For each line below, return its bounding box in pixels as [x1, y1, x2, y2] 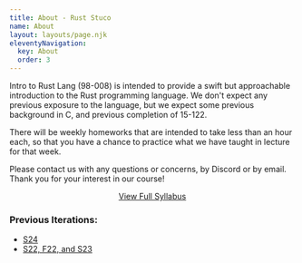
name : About [9, 22, 54, 31]
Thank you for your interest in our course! [9, 173, 165, 184]
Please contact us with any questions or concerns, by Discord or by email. [9, 164, 287, 174]
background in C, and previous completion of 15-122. [9, 110, 208, 120]
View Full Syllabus [118, 191, 187, 201]
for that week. [9, 146, 62, 157]
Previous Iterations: [9, 213, 98, 226]
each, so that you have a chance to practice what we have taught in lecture [9, 137, 290, 147]
